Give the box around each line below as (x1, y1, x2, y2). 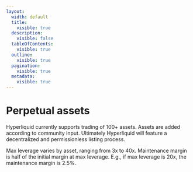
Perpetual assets (6, 104, 90, 117)
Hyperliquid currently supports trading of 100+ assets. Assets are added (6, 123, 180, 130)
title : (11, 19, 27, 25)
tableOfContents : (11, 41, 54, 47)
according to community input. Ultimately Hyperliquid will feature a (6, 129, 167, 136)
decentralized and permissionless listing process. (6, 135, 126, 143)
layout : (6, 8, 25, 15)
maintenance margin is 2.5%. (6, 159, 77, 166)
